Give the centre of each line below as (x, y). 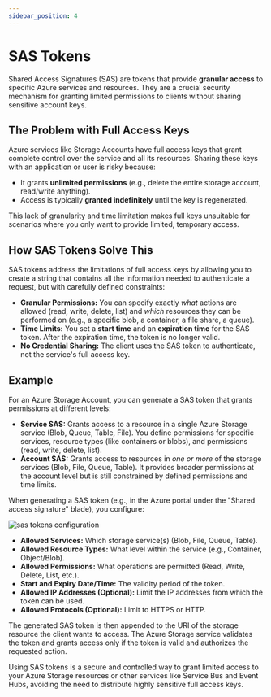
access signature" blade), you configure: (76, 509)
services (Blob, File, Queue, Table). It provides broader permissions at (137, 467)
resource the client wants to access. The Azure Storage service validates (131, 634)
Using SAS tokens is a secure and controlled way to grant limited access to (134, 667)
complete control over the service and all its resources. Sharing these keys (133, 159)
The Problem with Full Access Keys (99, 130)
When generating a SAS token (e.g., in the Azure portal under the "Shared (132, 500)
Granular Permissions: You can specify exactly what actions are (128, 303)
